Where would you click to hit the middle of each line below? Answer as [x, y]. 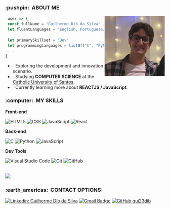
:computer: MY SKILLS [34, 100]
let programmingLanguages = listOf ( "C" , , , [78, 45]
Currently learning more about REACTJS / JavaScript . [71, 87]
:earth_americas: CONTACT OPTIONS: [54, 190]
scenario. [22, 71]
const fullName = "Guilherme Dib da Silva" [54, 24]
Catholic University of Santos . [44, 82]
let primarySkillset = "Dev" [38, 40]
